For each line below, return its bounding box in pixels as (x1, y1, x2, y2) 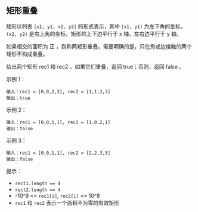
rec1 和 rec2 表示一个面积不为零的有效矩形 (14, 199, 119, 206)
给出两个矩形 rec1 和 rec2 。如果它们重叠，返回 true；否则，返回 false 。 (6, 63, 185, 70)
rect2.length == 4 (14, 187, 61, 193)
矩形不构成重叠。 (6, 50, 48, 57)
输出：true (6, 95, 31, 101)
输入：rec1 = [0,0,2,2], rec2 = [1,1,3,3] (6, 88, 111, 94)
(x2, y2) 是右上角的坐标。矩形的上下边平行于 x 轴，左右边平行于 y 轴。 (6, 30, 182, 37)
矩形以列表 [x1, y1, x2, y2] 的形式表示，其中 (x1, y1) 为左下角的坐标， (6, 23, 186, 30)
